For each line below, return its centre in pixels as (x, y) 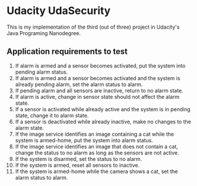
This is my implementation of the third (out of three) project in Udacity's (93, 27)
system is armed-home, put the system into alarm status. (84, 140)
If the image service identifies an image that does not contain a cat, (96, 146)
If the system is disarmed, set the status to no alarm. (79, 159)
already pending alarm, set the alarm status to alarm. (79, 84)
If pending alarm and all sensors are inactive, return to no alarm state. (99, 90)
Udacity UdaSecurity (59, 11)
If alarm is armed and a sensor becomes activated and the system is (98, 78)
